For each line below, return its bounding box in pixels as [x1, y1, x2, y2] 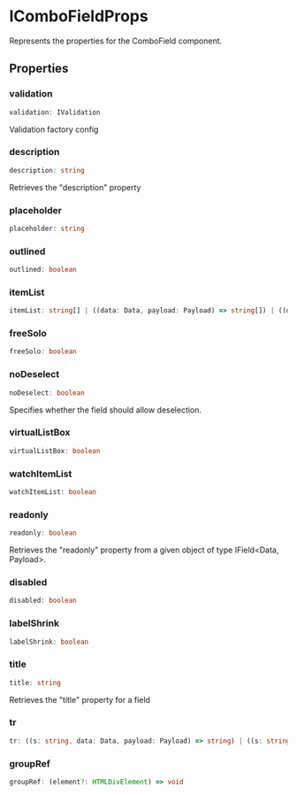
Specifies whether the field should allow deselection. [9, 405, 202, 415]
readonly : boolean [9, 529, 77, 537]
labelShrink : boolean [9, 637, 89, 646]
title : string [9, 678, 62, 687]
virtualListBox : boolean [9, 446, 101, 455]
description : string [9, 166, 86, 174]
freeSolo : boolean [9, 347, 77, 356]
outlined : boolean [9, 266, 77, 274]
